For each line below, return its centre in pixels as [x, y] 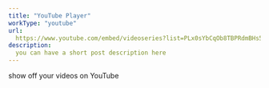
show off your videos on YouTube [64, 76]
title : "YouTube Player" [50, 16]
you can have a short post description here [91, 53]
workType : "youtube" [43, 23]
